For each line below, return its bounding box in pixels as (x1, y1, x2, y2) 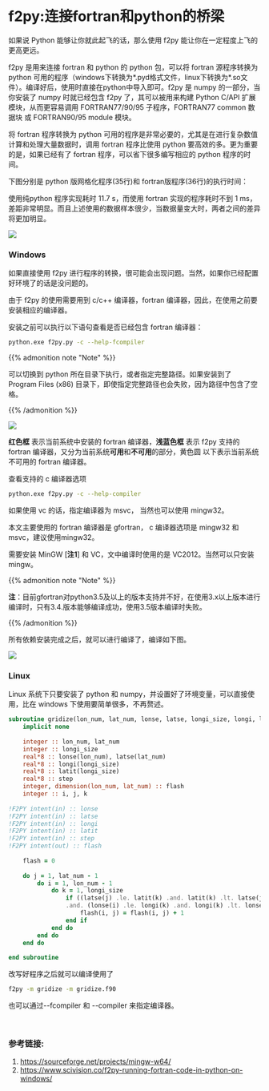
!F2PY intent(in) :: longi (8, 819, 98, 827)
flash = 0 (22, 856, 56, 865)
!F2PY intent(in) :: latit (8, 827, 98, 835)
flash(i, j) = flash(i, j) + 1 (79, 909, 184, 917)
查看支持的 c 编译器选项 (8, 474, 86, 484)
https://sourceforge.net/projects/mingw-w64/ (19, 1057, 171, 1066)
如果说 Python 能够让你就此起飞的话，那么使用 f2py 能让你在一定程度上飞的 (8, 35, 259, 45)
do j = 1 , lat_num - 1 (22, 872, 98, 880)
